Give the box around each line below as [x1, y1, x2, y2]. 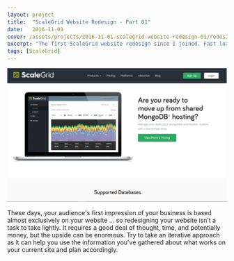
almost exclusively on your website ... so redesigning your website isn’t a [7, 216, 217, 225]
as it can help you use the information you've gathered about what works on [7, 238, 226, 246]
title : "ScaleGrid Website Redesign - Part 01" [7, 18, 151, 26]
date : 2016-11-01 [7, 26, 64, 33]
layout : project [7, 11, 54, 18]
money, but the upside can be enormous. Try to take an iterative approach [7, 231, 221, 239]
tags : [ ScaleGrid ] [7, 48, 61, 55]
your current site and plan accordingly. [7, 246, 118, 254]
